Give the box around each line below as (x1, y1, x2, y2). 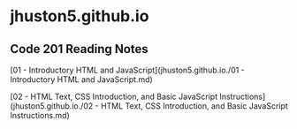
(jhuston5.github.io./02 (10, 101, 94, 111)
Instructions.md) (10, 110, 70, 120)
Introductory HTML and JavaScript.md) (10, 74, 153, 85)
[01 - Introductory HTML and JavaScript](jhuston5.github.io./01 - (10, 64, 246, 75)
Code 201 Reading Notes (10, 42, 148, 57)
